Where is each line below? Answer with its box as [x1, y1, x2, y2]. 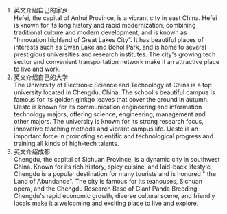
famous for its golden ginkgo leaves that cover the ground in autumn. [13, 96, 209, 103]
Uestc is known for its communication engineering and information [13, 103, 202, 111]
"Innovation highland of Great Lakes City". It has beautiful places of [13, 36, 204, 43]
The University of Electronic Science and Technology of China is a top [13, 81, 213, 89]
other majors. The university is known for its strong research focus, [13, 118, 204, 125]
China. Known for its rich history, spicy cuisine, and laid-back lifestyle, [13, 162, 213, 171]
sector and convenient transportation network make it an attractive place [13, 58, 220, 65]
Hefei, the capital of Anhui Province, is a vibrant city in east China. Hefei [13, 14, 217, 22]
